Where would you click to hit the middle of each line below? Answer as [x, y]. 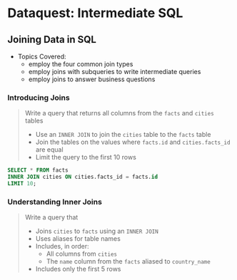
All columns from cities [82, 254]
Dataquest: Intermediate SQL [95, 13]
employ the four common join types [81, 64]
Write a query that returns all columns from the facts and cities [119, 113]
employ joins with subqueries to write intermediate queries [115, 72]
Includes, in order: [62, 247]
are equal [49, 150]
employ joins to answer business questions [92, 79]
